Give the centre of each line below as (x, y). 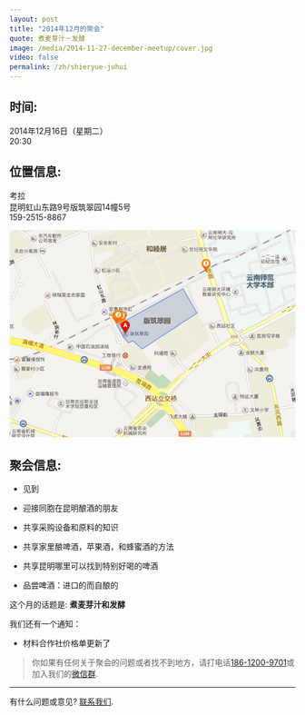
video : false (34, 58)
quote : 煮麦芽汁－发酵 (48, 38)
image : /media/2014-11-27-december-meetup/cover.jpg (111, 48)
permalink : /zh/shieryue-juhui (69, 67)
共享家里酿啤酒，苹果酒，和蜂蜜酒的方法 (98, 547)
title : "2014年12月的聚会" (57, 29)
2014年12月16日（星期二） (59, 131)
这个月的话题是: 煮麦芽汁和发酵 (67, 605)
